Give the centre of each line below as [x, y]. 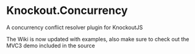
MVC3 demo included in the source [51, 46]
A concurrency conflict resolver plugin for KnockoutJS [75, 27]
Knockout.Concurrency [67, 11]
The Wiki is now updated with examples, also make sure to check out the [98, 39]
